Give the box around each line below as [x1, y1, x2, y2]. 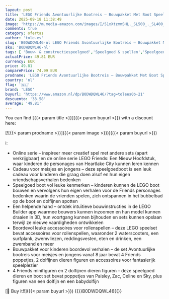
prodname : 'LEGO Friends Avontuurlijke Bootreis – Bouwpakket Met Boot [5, 73, 158, 78]
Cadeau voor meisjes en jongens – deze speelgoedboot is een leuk [12, 166, 152, 172]
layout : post [5, 7, 33, 13]
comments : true [5, 26, 37, 31]
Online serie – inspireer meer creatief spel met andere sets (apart [12, 150, 148, 156]
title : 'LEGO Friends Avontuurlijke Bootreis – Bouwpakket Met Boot [5, 12, 152, 17]
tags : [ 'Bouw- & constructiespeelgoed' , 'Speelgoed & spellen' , [5, 49, 143, 54]
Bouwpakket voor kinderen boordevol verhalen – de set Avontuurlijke [12, 246, 155, 252]
